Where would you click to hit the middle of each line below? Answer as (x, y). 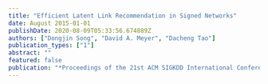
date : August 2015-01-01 (49, 23)
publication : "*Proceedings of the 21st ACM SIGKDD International (121, 68)
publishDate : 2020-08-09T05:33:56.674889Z (80, 30)
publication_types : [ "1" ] (51, 46)
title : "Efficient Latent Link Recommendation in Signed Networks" (123, 16)
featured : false (35, 61)
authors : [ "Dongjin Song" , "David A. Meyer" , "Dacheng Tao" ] (112, 38)
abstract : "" (30, 53)
